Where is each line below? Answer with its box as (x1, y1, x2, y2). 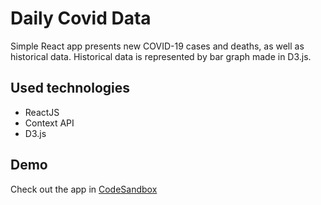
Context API (24, 117, 75, 129)
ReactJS (24, 106, 60, 118)
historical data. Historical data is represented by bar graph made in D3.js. (10, 50, 312, 62)
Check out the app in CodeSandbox (10, 183, 158, 195)
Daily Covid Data (10, 7, 152, 30)
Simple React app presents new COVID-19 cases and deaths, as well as (10, 40, 305, 52)
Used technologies (10, 80, 131, 97)
